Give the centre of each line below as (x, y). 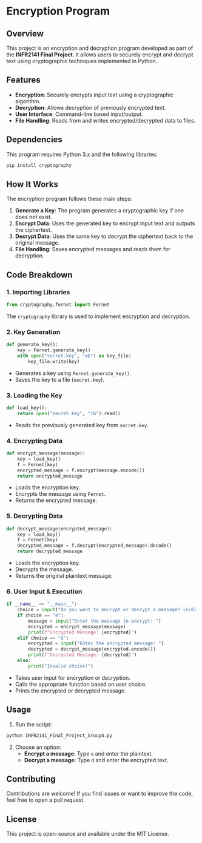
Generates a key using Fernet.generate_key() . (73, 373)
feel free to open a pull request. (45, 800)
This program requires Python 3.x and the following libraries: (82, 154)
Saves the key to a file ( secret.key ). (60, 379)
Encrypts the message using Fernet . (60, 494)
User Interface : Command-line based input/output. (79, 114)
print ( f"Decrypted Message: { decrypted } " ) (82, 655)
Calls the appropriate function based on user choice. (81, 684)
